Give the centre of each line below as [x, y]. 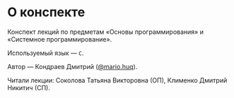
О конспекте [46, 12]
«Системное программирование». [60, 39]
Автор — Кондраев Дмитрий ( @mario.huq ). [72, 66]
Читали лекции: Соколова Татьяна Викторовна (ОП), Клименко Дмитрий [117, 80]
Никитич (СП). [29, 87]
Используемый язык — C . [46, 53]
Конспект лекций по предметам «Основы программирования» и [105, 32]
